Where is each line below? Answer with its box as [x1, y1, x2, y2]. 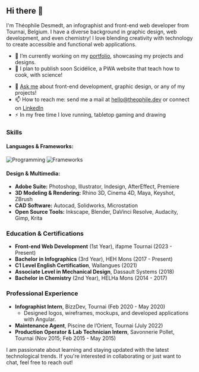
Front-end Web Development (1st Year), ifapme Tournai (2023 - [14, 243, 172, 250]
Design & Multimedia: [6, 170, 61, 177]
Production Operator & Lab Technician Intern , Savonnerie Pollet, [14, 328, 175, 335]
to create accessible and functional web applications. [6, 40, 137, 48]
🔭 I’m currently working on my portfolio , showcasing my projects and [14, 52, 184, 60]
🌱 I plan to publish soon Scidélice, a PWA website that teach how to [14, 65, 180, 72]
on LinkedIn [14, 104, 44, 111]
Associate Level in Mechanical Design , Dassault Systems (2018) [14, 268, 175, 276]
